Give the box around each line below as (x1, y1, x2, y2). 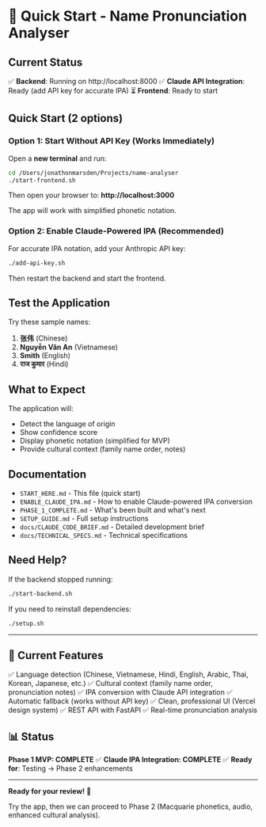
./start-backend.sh (8, 589, 73, 597)
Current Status (8, 55, 83, 69)
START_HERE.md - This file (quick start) (19, 489, 141, 498)
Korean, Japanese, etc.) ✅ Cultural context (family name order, (8, 679, 214, 688)
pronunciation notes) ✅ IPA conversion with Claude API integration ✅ (8, 688, 234, 697)
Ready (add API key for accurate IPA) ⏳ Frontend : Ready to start (8, 86, 218, 95)
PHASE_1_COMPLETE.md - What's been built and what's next (19, 505, 206, 515)
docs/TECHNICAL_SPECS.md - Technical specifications (19, 531, 188, 540)
